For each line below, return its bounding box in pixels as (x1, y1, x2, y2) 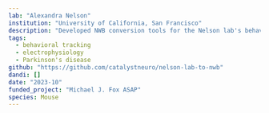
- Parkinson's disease (15, 56, 91, 64)
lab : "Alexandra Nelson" (8, 11, 91, 20)
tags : (8, 33, 26, 42)
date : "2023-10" (8, 78, 62, 86)
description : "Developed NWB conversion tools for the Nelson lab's (8, 26, 242, 34)
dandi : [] (8, 71, 42, 79)
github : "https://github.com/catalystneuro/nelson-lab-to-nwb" (8, 64, 224, 72)
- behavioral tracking (15, 41, 91, 49)
